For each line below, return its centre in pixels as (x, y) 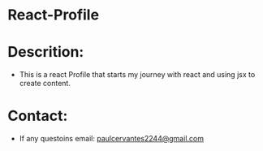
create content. (45, 84)
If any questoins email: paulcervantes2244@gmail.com (112, 139)
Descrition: (46, 52)
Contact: (38, 116)
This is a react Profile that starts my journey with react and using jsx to (137, 75)
